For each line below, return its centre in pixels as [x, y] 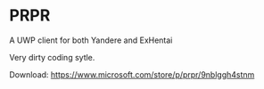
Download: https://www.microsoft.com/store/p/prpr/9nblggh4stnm [132, 74]
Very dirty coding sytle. [52, 57]
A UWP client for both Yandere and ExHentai [91, 40]
